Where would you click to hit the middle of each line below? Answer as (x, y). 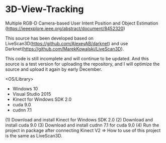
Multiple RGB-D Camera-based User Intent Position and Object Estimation (82, 23)
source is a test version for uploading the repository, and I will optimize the (82, 64)
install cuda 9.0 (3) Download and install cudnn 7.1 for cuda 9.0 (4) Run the (82, 125)
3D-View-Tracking (45, 9)
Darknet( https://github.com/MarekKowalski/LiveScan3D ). (65, 49)
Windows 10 (25, 88)
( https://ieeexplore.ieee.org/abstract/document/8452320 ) (65, 28)
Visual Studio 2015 (32, 94)
